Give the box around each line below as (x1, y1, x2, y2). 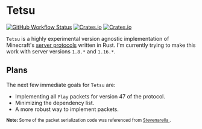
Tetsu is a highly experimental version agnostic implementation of (6, 35, 169, 42)
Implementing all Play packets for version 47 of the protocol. (14, 92, 166, 100)
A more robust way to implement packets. (14, 106, 119, 113)
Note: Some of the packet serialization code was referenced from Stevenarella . (6, 117, 171, 123)
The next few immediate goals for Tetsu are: (6, 81, 116, 88)
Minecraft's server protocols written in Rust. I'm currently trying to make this (6, 41, 196, 49)
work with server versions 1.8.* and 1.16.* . (6, 47, 116, 55)
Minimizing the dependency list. (14, 99, 95, 106)
